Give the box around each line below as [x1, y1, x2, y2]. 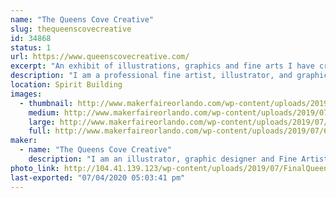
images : [10, 89, 43, 99]
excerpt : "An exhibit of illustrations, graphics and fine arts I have [10, 61, 315, 71]
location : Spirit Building [10, 80, 123, 90]
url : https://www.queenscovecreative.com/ [10, 52, 190, 62]
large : [28, 117, 56, 127]
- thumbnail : [19, 98, 74, 108]
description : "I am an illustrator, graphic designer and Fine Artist [28, 154, 329, 164]
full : [28, 126, 52, 136]
